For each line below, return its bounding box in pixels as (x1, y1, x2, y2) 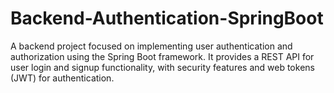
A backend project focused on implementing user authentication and (10, 40, 293, 52)
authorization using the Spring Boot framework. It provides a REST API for (10, 50, 315, 62)
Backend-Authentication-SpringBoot (10, 7, 324, 30)
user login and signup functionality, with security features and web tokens (10, 61, 315, 73)
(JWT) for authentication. (10, 72, 115, 84)
